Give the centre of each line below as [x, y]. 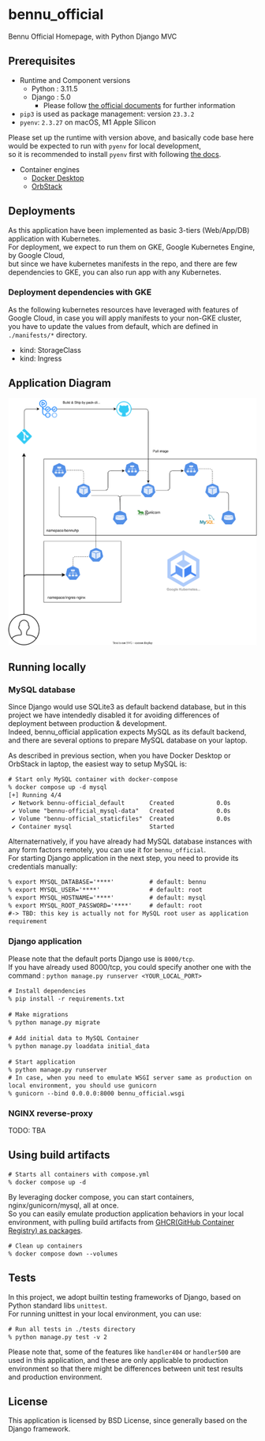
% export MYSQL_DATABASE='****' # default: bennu [107, 882]
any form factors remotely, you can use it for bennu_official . [107, 850]
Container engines [50, 169]
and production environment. [55, 1377]
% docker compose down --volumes [63, 1254]
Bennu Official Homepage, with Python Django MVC [93, 36]
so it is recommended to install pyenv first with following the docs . [115, 154]
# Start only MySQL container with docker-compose [93, 780]
